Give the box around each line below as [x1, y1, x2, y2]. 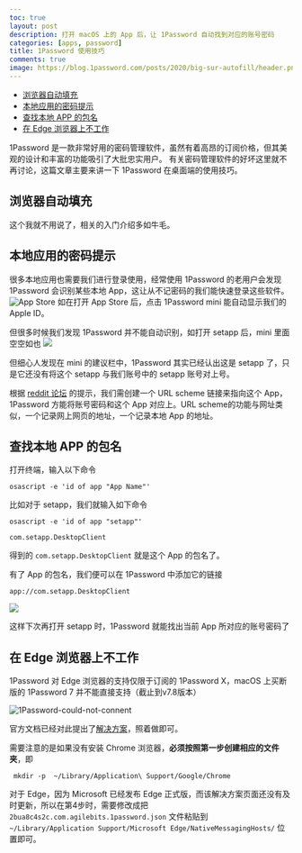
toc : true [9, 13, 47, 23]
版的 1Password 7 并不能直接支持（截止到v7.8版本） [9, 686, 201, 698]
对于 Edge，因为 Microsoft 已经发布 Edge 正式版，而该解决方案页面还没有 [9, 789, 283, 800]
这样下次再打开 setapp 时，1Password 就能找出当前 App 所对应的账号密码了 [9, 621, 290, 631]
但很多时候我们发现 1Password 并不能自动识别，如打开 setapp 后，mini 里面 [9, 326, 290, 338]
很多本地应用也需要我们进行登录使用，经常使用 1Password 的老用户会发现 [9, 274, 282, 285]
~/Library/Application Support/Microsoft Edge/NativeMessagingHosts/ [9, 824, 276, 833]
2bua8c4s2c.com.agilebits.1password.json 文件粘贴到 [9, 812, 209, 822]
